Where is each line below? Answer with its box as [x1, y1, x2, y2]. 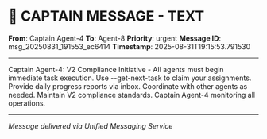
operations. [8, 98, 46, 108]
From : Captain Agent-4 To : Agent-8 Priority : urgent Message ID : [8, 33, 221, 43]
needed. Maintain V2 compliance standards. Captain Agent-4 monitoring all [8, 90, 256, 99]
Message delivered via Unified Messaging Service [8, 121, 173, 130]
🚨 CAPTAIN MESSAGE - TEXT [8, 7, 205, 25]
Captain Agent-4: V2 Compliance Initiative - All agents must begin [8, 64, 224, 74]
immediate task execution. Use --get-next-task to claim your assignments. [8, 73, 252, 83]
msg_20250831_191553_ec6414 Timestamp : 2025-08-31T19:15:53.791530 [8, 41, 251, 51]
